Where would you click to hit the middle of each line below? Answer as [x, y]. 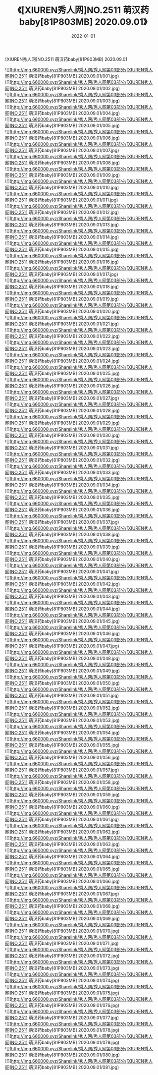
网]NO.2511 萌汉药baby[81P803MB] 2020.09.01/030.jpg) [63, 435]
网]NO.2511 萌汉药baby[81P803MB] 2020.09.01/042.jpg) [63, 584]
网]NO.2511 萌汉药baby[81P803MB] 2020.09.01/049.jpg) [63, 671]
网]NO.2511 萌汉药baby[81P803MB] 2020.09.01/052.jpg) [62, 708]
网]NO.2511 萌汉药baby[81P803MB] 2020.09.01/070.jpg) [62, 931]
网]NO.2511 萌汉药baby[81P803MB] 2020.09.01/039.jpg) [63, 547]
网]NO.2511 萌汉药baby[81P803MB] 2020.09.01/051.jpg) [62, 695]
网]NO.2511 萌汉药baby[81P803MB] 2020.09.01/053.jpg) [62, 720]
